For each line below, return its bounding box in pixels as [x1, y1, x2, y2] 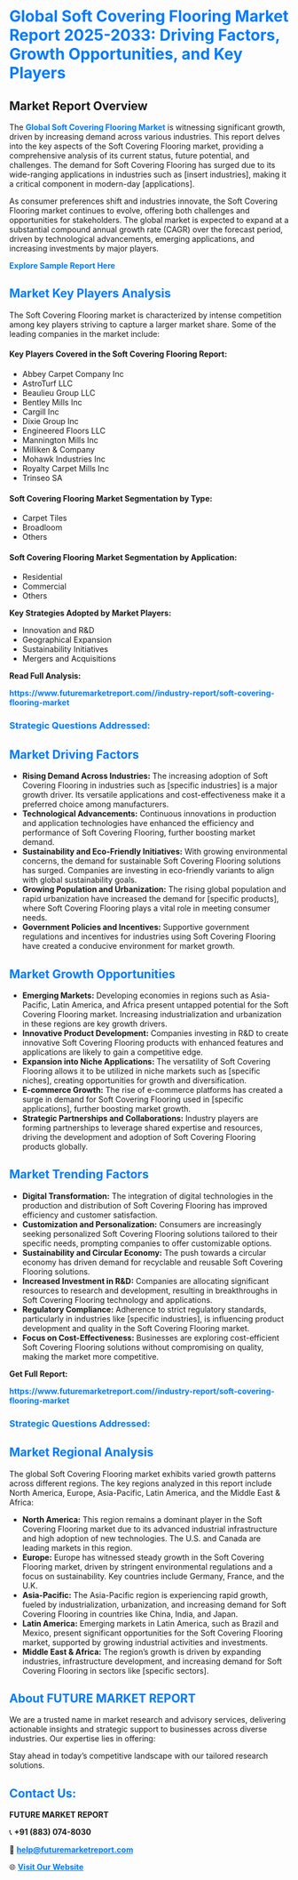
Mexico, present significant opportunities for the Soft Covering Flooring [21, 1627, 284, 1638]
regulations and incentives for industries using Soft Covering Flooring [21, 931, 277, 942]
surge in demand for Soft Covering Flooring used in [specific [21, 1094, 244, 1105]
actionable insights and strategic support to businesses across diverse [9, 1723, 268, 1735]
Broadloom [21, 522, 63, 533]
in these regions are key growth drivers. [21, 1018, 168, 1029]
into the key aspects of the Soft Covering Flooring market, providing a [9, 141, 264, 151]
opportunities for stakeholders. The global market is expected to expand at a [9, 215, 289, 225]
